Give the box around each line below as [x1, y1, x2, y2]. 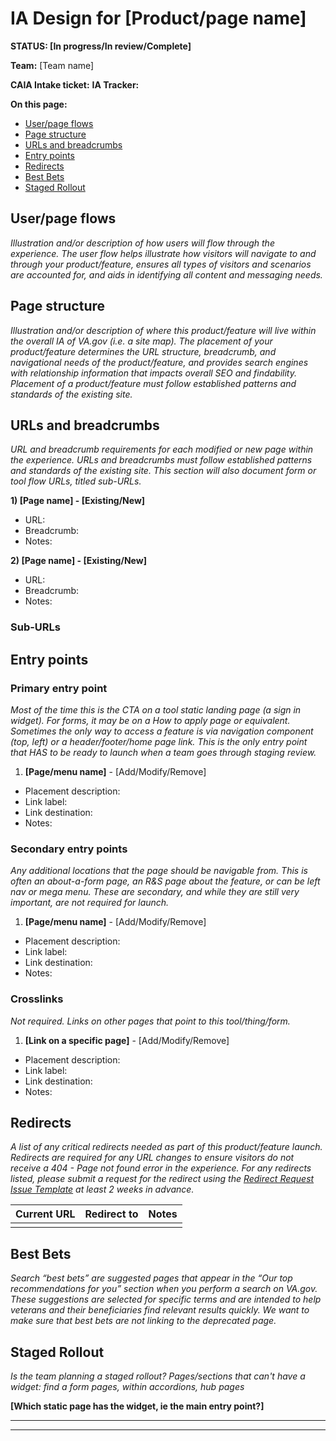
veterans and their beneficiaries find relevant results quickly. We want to [10, 1304, 310, 1316]
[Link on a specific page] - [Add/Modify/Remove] [24, 1034, 230, 1046]
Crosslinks [10, 992, 64, 1006]
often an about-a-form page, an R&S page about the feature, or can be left [10, 875, 321, 887]
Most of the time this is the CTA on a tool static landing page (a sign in [10, 703, 302, 716]
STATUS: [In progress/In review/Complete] [10, 40, 192, 52]
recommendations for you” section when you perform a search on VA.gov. [10, 1283, 318, 1295]
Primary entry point [10, 681, 108, 695]
